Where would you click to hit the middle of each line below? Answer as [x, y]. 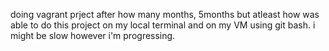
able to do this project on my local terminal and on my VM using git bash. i [163, 25]
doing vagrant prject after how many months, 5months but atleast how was [165, 14]
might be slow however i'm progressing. [93, 35]
